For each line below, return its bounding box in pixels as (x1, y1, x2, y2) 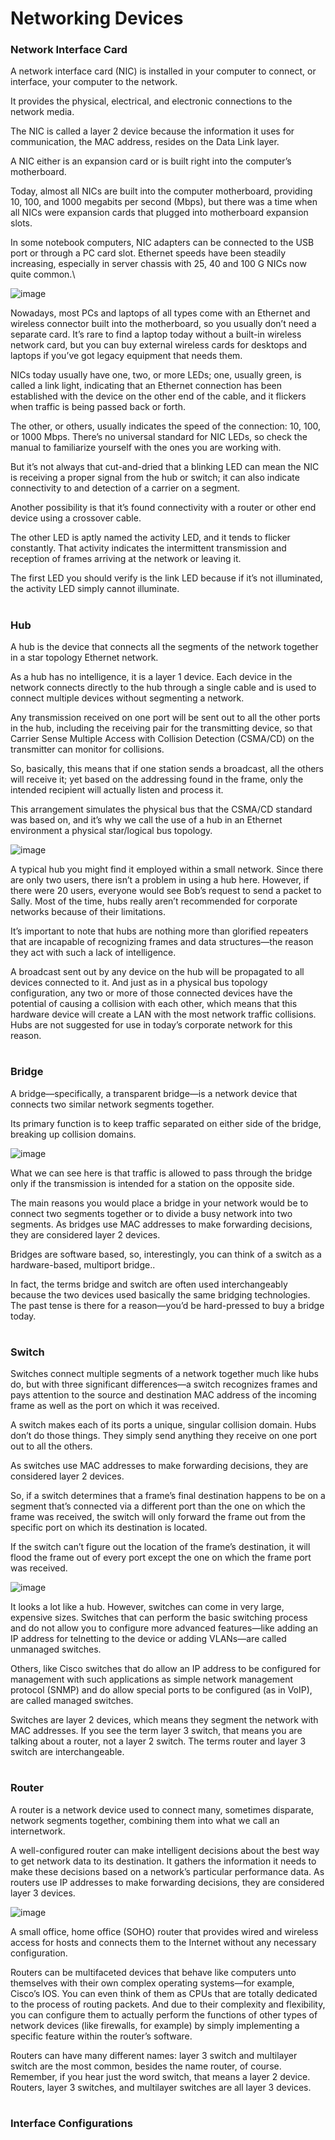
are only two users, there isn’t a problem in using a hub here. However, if (10, 874, 310, 886)
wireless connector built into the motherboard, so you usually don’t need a (10, 318, 317, 330)
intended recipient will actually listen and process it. (10, 784, 224, 796)
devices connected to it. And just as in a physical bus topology (10, 977, 268, 989)
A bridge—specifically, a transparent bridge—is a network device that (10, 1087, 298, 1099)
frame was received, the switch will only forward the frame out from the (10, 1511, 306, 1523)
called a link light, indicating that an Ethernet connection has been (10, 380, 282, 392)
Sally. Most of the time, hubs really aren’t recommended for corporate (10, 895, 298, 907)
